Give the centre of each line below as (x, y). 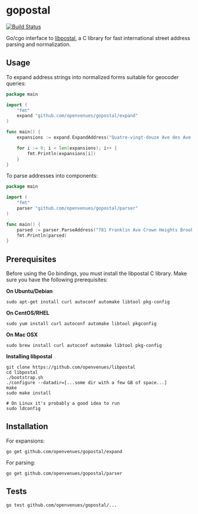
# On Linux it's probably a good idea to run (63, 404)
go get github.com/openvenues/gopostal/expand (64, 451)
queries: (16, 83)
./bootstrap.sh (25, 378)
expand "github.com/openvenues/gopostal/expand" (77, 116)
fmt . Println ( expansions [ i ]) (62, 153)
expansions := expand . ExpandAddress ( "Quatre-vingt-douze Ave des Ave (104, 137)
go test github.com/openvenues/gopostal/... (62, 505)
